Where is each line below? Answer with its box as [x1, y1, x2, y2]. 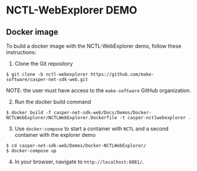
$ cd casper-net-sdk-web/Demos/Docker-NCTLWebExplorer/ [6, 143, 146, 149]
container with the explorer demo [14, 132, 96, 138]
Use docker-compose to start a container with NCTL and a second [14, 125, 169, 132]
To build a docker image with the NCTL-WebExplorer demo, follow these [6, 42, 182, 49]
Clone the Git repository [14, 60, 73, 67]
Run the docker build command [14, 98, 91, 105]
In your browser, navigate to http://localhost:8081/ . [14, 158, 144, 165]
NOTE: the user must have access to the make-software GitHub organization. [6, 87, 192, 94]
